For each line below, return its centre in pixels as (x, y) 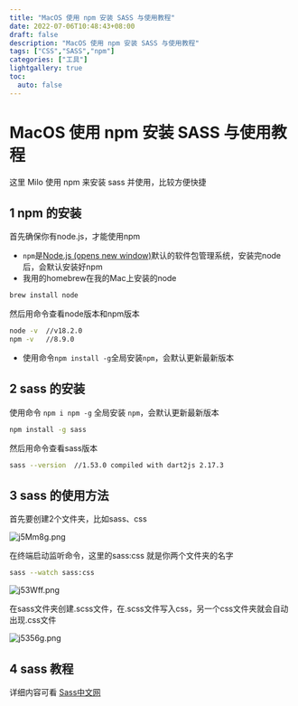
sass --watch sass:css (52, 573)
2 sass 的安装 (47, 389)
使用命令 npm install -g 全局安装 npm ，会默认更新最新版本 (128, 358)
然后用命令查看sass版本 (54, 447)
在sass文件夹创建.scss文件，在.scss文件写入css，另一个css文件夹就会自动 (149, 609)
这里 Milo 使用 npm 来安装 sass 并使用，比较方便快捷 (108, 182)
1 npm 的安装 (46, 213)
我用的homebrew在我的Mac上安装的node (99, 278)
